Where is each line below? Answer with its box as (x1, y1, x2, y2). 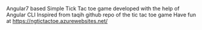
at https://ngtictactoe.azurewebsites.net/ (6, 18, 108, 24)
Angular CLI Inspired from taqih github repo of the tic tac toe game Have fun (6, 11, 197, 18)
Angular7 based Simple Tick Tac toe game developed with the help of (6, 5, 180, 12)
